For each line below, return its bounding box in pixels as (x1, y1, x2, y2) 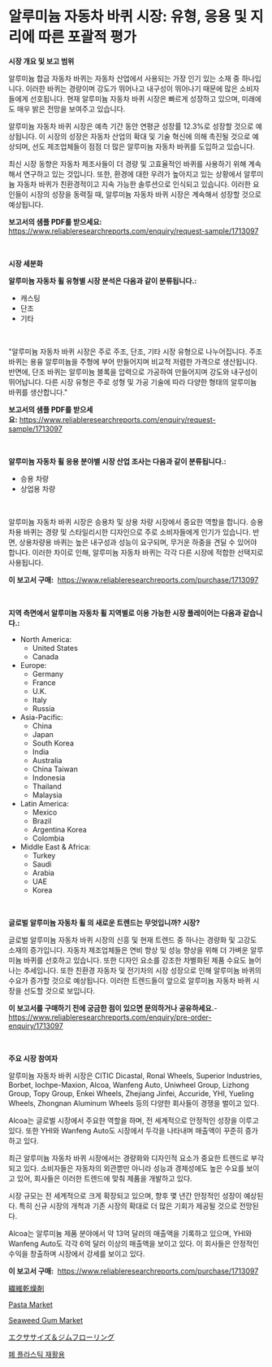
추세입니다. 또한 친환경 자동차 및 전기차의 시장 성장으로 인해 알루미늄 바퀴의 (23, 965, 262, 975)
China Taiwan (32, 764, 79, 774)
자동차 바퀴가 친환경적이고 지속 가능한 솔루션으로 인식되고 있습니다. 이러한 (16, 179, 252, 189)
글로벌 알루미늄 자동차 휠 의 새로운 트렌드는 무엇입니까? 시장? (8, 917, 201, 928)
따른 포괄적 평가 (37, 28, 136, 46)
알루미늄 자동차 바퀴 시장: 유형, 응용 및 (8, 7, 248, 26)
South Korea (32, 738, 75, 748)
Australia (32, 755, 63, 765)
